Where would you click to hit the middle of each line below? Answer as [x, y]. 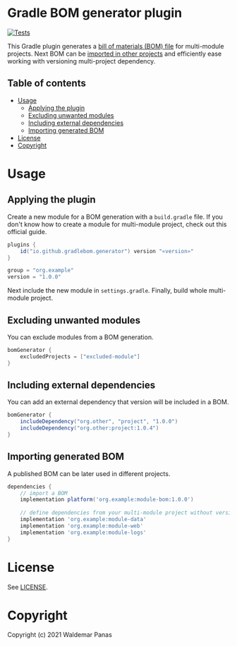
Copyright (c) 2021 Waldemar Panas [60, 635]
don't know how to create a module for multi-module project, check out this [117, 224]
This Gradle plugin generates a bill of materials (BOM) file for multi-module [116, 46]
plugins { [22, 245]
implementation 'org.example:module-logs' [83, 532]
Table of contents [47, 84]
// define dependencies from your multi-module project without [116, 513]
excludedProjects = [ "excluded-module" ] [80, 356]
